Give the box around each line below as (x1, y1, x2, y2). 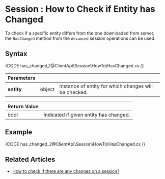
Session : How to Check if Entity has (5, 3, 156, 15)
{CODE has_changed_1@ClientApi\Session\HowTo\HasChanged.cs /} (5, 62, 144, 68)
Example (5, 128, 32, 136)
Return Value (7, 103, 39, 110)
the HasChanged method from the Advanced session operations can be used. (5, 35, 156, 41)
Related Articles (5, 155, 55, 163)
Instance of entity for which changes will (59, 83, 153, 89)
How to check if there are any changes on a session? (12, 168, 120, 174)
